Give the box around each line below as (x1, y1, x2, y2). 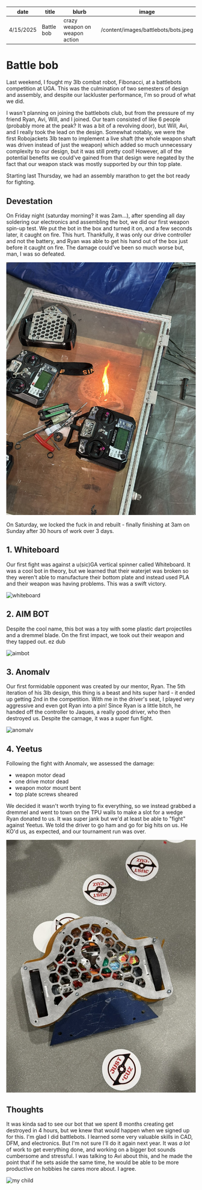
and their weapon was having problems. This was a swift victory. (6, 580, 167, 587)
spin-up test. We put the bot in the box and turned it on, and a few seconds (6, 225, 192, 232)
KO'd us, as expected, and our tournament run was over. (6, 828, 146, 835)
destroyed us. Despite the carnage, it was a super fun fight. (6, 715, 153, 722)
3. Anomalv (6, 667, 50, 677)
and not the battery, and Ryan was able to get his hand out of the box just (6, 238, 188, 244)
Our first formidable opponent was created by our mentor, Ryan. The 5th (6, 683, 186, 690)
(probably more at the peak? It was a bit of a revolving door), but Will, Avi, (6, 122, 189, 129)
